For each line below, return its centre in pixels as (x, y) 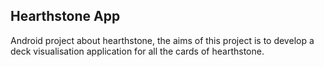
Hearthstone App (65, 16)
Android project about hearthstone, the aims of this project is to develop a (162, 40)
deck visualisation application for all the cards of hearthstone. (137, 51)
